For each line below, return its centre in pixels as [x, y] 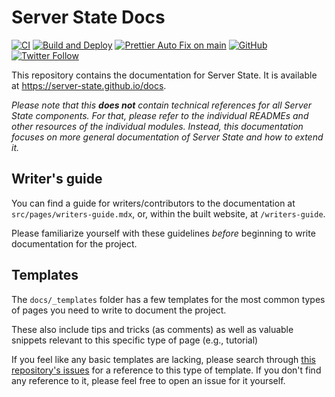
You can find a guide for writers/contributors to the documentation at [153, 203]
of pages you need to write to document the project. [119, 310]
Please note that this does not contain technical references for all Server [162, 105]
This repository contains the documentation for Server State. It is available [164, 75]
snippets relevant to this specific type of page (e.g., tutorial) [135, 340]
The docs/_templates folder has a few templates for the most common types [168, 299]
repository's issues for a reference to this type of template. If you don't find [166, 370]
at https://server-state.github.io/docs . [89, 85]
